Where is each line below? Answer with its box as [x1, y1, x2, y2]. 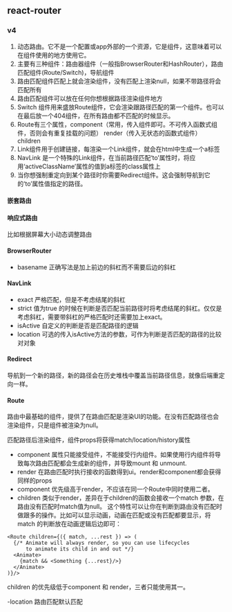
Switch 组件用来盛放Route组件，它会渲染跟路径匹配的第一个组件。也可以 [17, 102, 224, 111]
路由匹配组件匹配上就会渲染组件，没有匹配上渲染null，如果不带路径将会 [17, 77, 222, 85]
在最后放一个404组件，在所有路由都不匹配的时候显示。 [17, 111, 175, 120]
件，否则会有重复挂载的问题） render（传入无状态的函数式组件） [17, 129, 202, 137]
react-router [7, 5, 62, 17]
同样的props [17, 476, 52, 485]
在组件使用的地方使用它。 [17, 51, 90, 59]
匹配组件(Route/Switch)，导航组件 [17, 68, 115, 76]
